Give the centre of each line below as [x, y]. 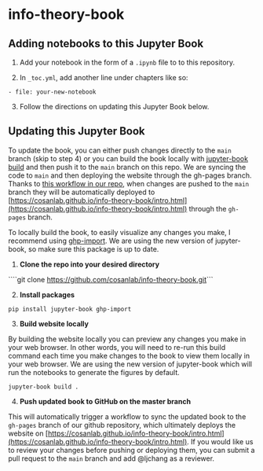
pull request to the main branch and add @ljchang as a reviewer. [111, 458]
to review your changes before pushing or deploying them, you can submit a [131, 450]
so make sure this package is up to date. [94, 248]
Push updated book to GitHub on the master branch [105, 401]
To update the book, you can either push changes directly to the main [120, 150]
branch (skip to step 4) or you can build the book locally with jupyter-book [128, 158]
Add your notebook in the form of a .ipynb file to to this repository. [127, 62]
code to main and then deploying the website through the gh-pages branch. [130, 175]
